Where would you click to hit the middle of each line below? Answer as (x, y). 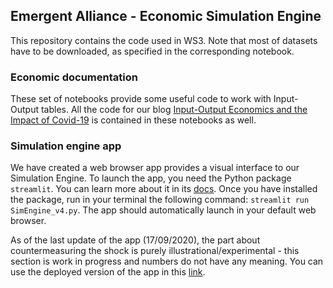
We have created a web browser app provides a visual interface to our (155, 168)
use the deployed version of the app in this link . (108, 272)
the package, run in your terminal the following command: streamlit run (160, 200)
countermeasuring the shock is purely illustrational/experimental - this (155, 251)
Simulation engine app (66, 146)
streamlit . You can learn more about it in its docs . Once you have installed (164, 189)
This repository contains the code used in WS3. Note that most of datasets (164, 40)
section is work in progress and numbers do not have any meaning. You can (167, 261)
